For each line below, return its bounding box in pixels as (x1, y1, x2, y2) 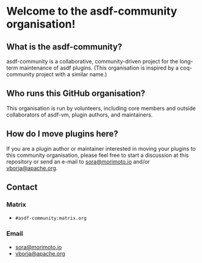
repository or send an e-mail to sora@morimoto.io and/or (6, 157, 150, 165)
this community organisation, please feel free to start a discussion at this (6, 151, 189, 159)
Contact (6, 182, 38, 193)
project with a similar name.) (35, 71, 107, 77)
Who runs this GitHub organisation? (6, 88, 145, 99)
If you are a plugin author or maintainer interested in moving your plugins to (6, 145, 196, 152)
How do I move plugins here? (6, 129, 119, 139)
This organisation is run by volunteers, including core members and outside (6, 104, 197, 112)
